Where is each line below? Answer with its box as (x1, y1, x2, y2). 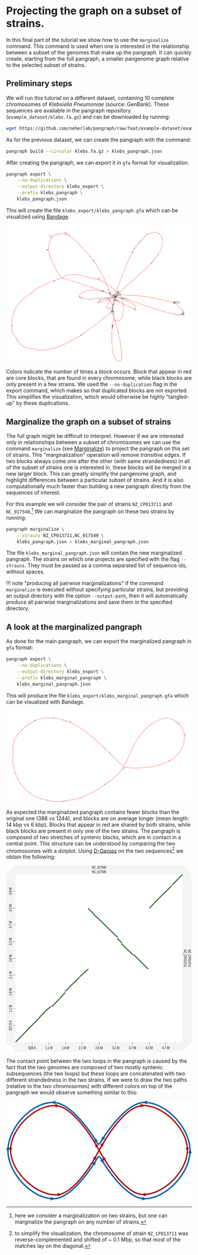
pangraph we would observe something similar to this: (6, 1089, 138, 1096)
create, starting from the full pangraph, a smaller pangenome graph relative (6, 55, 190, 62)
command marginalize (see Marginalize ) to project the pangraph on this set (6, 445, 190, 452)
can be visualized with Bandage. (6, 698, 85, 705)
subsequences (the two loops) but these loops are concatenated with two (6, 1070, 186, 1077)
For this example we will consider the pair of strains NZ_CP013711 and (6, 501, 172, 508)
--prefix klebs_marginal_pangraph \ (16, 675, 107, 681)
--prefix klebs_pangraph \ (16, 190, 83, 196)
